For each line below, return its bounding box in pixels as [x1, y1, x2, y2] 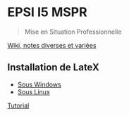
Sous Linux [17, 87, 51, 96]
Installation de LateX [7, 61, 100, 74]
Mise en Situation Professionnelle [24, 27, 122, 36]
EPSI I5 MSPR [7, 4, 87, 20]
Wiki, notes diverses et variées [7, 41, 97, 49]
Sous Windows [17, 80, 61, 89]
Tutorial [7, 101, 30, 110]
